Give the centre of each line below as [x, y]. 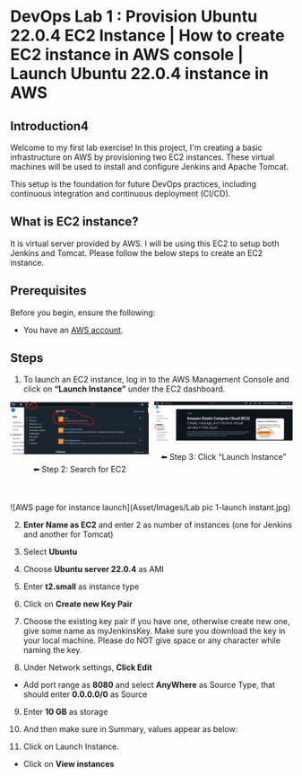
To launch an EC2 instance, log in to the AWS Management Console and [156, 380]
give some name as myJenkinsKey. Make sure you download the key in [154, 631]
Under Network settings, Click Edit [87, 667]
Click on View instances [69, 764]
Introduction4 [49, 126]
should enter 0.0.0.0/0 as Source [85, 694]
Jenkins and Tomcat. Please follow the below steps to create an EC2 [137, 252]
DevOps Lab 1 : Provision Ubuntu [134, 17]
